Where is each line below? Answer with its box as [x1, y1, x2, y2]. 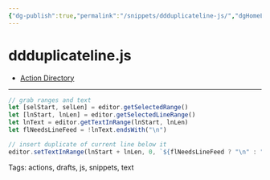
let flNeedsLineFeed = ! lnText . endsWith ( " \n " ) [8, 126, 167, 134]
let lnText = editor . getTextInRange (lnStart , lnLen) [8, 118, 189, 127]
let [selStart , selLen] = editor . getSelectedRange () [8, 104, 189, 112]
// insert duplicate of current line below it [8, 140, 167, 149]
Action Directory [19, 73, 75, 83]
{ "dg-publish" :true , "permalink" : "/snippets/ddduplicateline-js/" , [8, 11, 235, 20]
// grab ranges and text [8, 96, 92, 104]
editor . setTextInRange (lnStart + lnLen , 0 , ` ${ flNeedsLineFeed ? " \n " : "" [8, 148, 268, 156]
